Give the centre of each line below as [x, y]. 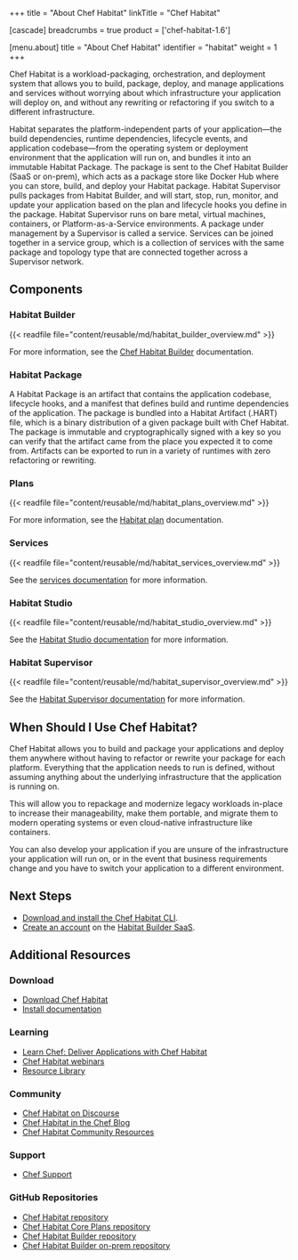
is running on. [34, 786]
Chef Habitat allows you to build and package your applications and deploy [147, 748]
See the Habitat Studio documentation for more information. [119, 639]
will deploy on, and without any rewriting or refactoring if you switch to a [142, 102]
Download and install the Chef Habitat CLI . [100, 917]
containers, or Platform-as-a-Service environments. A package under [137, 224]
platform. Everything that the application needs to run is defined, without [142, 767]
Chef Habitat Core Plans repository [86, 1226]
